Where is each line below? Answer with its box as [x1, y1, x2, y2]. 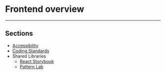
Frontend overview [5, 3, 84, 15]
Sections [5, 29, 33, 38]
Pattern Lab [19, 64, 43, 70]
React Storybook [19, 58, 54, 64]
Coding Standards [12, 48, 49, 54]
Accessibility [12, 42, 39, 48]
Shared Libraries [12, 53, 46, 59]
